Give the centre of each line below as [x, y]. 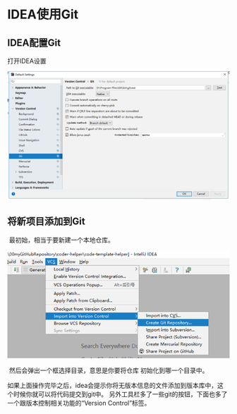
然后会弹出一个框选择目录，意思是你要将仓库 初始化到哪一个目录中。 [109, 370]
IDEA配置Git [34, 43]
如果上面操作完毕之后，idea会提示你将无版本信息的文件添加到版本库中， [113, 386]
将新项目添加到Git [47, 222]
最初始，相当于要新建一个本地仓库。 [61, 240]
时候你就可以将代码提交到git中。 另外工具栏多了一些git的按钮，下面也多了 [120, 394]
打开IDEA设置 [27, 61]
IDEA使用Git [43, 14]
